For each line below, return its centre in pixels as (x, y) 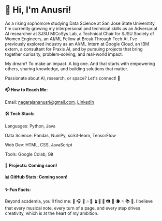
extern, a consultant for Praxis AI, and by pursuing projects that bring (74, 49)
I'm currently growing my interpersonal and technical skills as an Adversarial (81, 28)
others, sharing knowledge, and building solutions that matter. (66, 69)
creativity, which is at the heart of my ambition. (52, 213)
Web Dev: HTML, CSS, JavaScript (39, 145)
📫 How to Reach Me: (27, 90)
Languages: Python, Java (30, 126)
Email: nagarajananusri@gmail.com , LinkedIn (50, 102)
